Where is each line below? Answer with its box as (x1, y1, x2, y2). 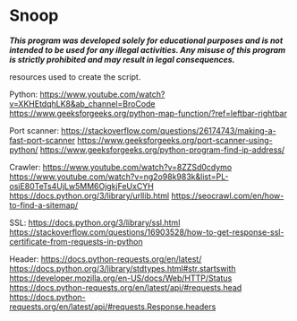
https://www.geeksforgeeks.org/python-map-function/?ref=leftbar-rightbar (9, 108, 288, 118)
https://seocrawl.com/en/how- (171, 190, 284, 201)
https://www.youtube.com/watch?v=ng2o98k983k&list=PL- (9, 171, 229, 182)
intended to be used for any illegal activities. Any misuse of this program (9, 44, 286, 55)
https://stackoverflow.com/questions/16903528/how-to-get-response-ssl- (9, 226, 284, 238)
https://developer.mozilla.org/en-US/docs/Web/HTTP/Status (9, 273, 233, 283)
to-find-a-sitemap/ (9, 199, 79, 211)
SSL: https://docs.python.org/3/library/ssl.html (9, 217, 181, 228)
